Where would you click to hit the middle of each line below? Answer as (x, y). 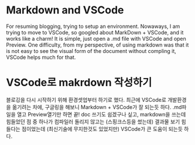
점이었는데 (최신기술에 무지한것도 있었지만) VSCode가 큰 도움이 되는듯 (102, 129)
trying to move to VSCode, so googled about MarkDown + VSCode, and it (95, 32)
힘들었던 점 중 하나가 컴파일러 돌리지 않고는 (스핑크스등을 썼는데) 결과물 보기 (93, 121)
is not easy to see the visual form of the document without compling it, (91, 51)
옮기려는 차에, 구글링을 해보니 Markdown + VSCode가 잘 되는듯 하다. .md (97, 107)
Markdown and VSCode (65, 10)
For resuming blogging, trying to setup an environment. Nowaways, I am (93, 26)
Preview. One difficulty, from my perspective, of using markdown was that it (97, 45)
